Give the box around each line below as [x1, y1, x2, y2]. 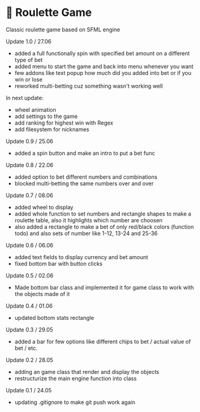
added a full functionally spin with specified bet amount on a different [14, 49, 190, 57]
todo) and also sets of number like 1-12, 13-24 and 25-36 [14, 230, 158, 237]
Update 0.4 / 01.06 [6, 302, 53, 309]
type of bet [14, 56, 43, 63]
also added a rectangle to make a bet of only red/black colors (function [14, 223, 194, 230]
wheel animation [14, 106, 56, 113]
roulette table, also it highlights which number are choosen [14, 216, 163, 223]
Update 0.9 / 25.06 [6, 138, 53, 145]
